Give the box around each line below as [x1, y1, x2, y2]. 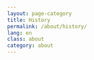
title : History [7, 17, 51, 23]
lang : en [7, 29, 32, 37]
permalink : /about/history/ [7, 23, 88, 30]
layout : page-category [7, 10, 72, 17]
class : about [7, 36, 45, 43]
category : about [7, 42, 54, 49]
